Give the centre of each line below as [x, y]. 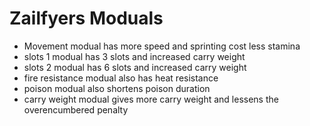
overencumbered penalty [76, 109]
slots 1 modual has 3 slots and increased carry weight [134, 56]
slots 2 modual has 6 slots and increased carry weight [135, 67]
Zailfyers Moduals [86, 18]
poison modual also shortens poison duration [117, 88]
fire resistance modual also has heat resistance [121, 78]
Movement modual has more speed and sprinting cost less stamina [162, 46]
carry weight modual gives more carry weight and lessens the [151, 99]
